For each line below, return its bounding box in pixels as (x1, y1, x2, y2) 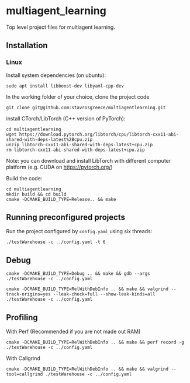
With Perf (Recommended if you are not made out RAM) (6, 328, 141, 335)
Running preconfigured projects (6, 213, 126, 223)
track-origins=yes (6, 291, 51, 297)
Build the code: (6, 174, 43, 182)
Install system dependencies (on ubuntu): (6, 72, 106, 79)
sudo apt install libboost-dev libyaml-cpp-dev (6, 83, 125, 89)
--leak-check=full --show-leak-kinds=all (53, 291, 156, 297)
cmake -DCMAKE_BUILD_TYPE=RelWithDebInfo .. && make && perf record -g (6, 340, 184, 345)
